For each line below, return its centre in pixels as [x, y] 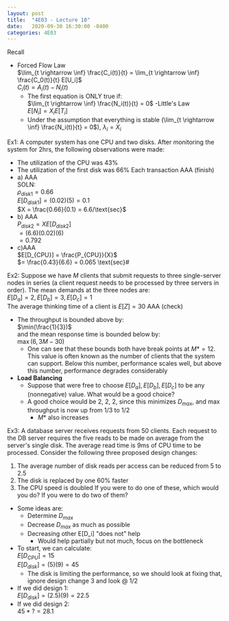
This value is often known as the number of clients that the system [121, 356]
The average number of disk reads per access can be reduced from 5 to [119, 466]
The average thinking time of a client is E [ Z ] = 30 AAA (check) [95, 306]
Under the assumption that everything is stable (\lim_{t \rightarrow [121, 119]
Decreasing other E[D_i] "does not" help [84, 534]
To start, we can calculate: [55, 548]
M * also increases [63, 418]
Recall [16, 52]
